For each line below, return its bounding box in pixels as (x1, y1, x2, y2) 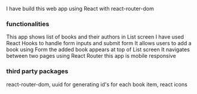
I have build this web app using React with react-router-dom (6, 5, 154, 12)
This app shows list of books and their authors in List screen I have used (6, 33, 184, 40)
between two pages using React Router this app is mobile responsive (6, 52, 176, 59)
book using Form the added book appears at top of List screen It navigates (6, 46, 190, 53)
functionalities (6, 20, 50, 28)
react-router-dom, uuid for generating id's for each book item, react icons (6, 80, 188, 88)
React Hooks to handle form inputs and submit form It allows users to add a (6, 40, 192, 47)
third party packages (6, 67, 69, 76)
